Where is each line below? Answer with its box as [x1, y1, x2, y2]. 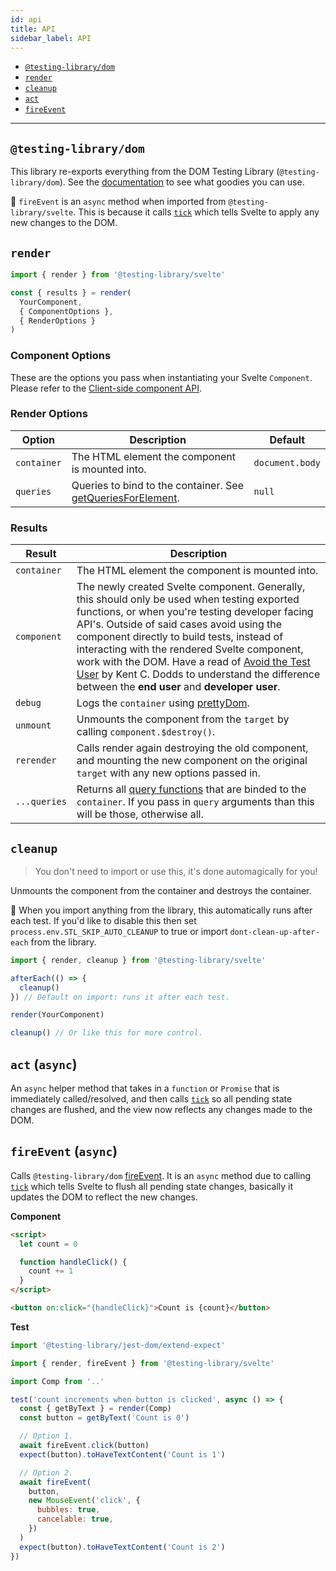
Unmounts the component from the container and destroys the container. [10, 884, 312, 896]
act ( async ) [10, 1056, 78, 1073]
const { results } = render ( [10, 287, 132, 298]
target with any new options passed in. [76, 766, 261, 780]
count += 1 [28, 1266, 74, 1276]
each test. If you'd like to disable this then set [10, 914, 197, 926]
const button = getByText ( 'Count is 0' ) [19, 1413, 190, 1423]
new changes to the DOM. [10, 217, 118, 229]
